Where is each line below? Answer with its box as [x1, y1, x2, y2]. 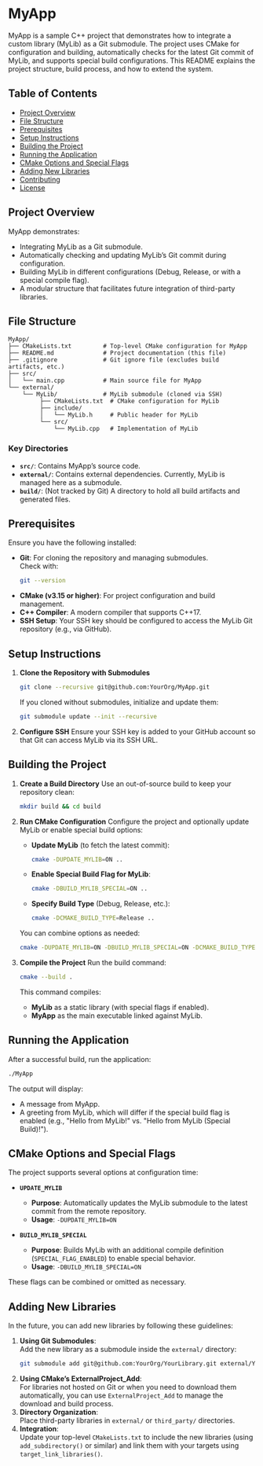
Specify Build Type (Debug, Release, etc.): [31, 899, 170, 909]
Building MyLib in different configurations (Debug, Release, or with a [19, 266, 241, 276]
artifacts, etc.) [8, 363, 65, 371]
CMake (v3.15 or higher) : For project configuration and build [19, 591, 216, 601]
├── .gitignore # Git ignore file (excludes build [8, 356, 220, 364]
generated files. [19, 494, 71, 504]
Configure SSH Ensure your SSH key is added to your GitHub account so [19, 726, 256, 736]
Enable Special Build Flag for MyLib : [31, 869, 151, 879]
